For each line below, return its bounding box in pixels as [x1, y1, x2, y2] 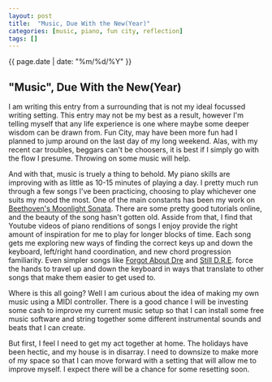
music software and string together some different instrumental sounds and [8, 314, 261, 324]
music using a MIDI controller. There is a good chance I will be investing [8, 297, 248, 307]
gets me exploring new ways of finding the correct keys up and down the [8, 238, 253, 248]
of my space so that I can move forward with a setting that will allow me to [8, 356, 257, 366]
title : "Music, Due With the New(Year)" [8, 19, 151, 28]
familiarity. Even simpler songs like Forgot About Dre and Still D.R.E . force [8, 255, 253, 265]
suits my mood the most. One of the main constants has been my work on [8, 195, 256, 205]
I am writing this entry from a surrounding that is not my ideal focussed [8, 102, 246, 112]
